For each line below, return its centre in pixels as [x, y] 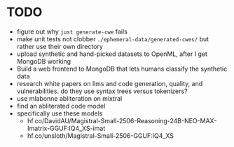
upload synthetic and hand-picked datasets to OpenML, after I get [112, 54]
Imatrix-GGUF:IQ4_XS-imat [66, 128]
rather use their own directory [60, 46]
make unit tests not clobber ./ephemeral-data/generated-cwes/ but [113, 38]
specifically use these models [60, 113]
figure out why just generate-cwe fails [72, 31]
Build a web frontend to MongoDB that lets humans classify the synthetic [122, 69]
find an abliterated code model [61, 106]
